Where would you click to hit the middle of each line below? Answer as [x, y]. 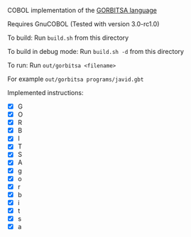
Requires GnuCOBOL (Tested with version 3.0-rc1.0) [83, 24]
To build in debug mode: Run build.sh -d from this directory [96, 51]
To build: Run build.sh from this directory [68, 38]
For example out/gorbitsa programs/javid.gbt [76, 79]
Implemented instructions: [45, 93]
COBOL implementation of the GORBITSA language [82, 10]
